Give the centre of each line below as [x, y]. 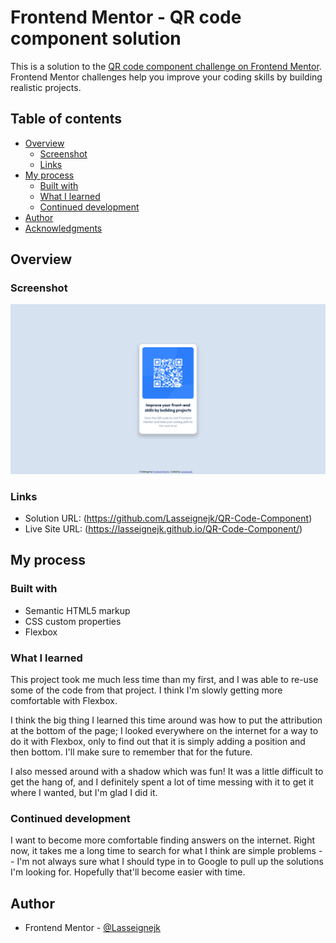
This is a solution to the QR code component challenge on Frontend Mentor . [166, 66]
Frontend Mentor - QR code [126, 17]
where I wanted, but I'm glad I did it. [84, 792]
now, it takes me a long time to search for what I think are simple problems [163, 851]
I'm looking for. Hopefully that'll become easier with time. [128, 872]
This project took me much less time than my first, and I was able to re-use [164, 679]
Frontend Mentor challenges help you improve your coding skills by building [166, 77]
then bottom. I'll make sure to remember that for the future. [131, 752]
